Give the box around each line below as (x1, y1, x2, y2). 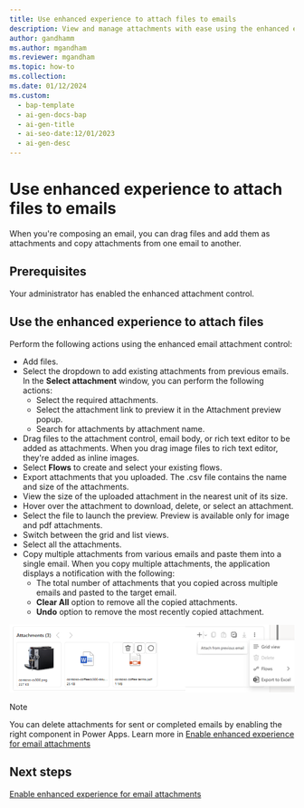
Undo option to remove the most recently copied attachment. (35, 606, 265, 617)
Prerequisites (9, 264, 87, 280)
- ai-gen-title (17, 120, 75, 129)
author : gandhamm (9, 34, 75, 43)
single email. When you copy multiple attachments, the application (22, 558, 271, 569)
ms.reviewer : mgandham (9, 53, 95, 63)
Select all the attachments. (22, 539, 122, 550)
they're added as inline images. (22, 452, 140, 463)
